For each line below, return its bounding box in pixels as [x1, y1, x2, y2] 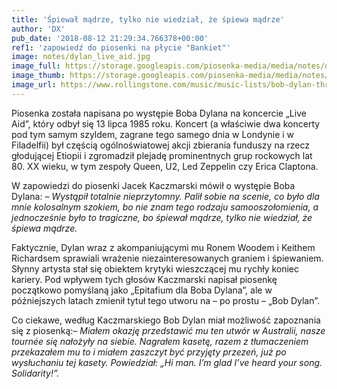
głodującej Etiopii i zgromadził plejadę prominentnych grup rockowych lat [11, 149, 313, 161]
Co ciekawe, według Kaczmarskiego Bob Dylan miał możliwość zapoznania [11, 314, 321, 326]
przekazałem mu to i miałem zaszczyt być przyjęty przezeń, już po [11, 346, 287, 358]
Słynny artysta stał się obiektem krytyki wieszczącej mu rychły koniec [11, 262, 300, 275]
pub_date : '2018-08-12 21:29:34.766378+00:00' [11, 33, 209, 43]
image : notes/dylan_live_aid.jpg [11, 52, 151, 62]
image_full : [11, 61, 61, 71]
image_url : [11, 80, 57, 90]
